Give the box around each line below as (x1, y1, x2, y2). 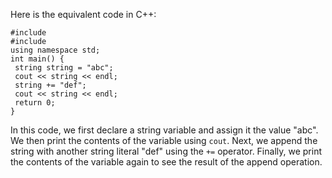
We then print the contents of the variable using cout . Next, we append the (10, 135, 318, 146)
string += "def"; (14, 80, 87, 90)
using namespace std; (10, 45, 101, 55)
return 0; (14, 98, 56, 108)
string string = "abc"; (14, 63, 114, 73)
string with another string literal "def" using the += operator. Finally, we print (10, 145, 322, 157)
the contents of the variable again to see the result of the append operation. (10, 156, 323, 168)
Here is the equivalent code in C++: (10, 9, 157, 20)
